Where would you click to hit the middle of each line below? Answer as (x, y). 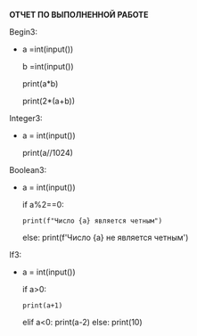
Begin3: (24, 32)
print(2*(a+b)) (49, 101)
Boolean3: (28, 170)
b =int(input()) (48, 66)
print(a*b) (40, 84)
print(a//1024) (48, 153)
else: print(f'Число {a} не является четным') (105, 238)
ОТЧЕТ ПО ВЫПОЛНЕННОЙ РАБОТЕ (79, 15)
